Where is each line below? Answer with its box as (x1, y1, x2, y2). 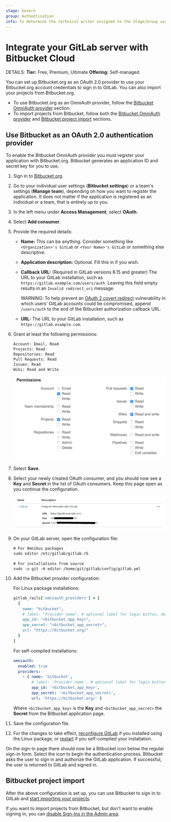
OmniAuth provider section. (13, 105, 71, 112)
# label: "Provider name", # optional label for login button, (22, 612, 159, 617)
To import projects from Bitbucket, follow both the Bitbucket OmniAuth (13, 111, 160, 117)
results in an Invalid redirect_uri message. (20, 285, 115, 291)
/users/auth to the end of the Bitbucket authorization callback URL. (20, 306, 162, 312)
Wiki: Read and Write (13, 367, 59, 372)
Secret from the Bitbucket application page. (13, 710, 105, 717)
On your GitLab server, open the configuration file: (13, 535, 119, 541)
